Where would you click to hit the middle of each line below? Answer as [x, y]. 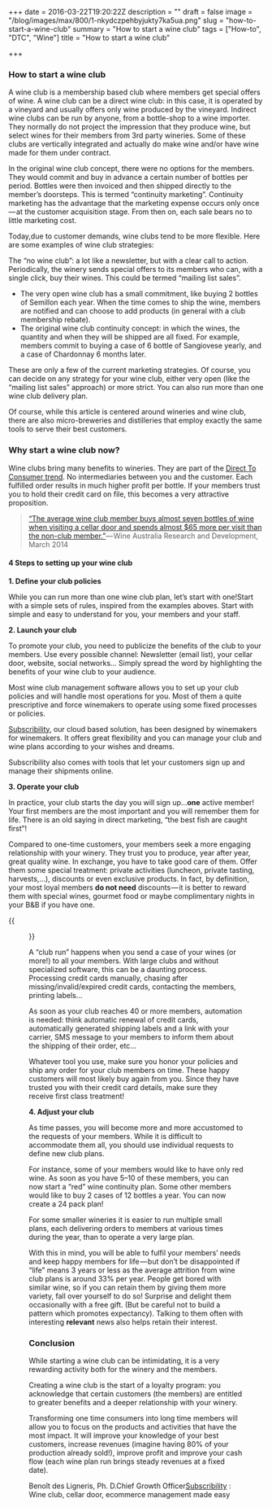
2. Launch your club [43, 629]
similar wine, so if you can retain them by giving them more [127, 1287]
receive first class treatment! [76, 1096]
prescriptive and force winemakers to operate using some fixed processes [133, 704]
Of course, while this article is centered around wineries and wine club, [127, 412]
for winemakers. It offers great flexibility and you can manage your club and [135, 738]
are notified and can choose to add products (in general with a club [133, 311]
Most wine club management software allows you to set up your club [124, 687]
